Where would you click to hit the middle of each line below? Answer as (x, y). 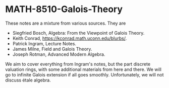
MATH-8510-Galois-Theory (64, 9)
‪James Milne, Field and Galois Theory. (52, 49)
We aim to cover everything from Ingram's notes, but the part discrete (78, 64)
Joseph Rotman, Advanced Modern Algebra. (59, 54)
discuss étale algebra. (28, 80)
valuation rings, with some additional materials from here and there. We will (83, 69)
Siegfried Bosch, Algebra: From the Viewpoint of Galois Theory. (78, 33)
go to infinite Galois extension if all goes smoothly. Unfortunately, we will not (84, 74)
